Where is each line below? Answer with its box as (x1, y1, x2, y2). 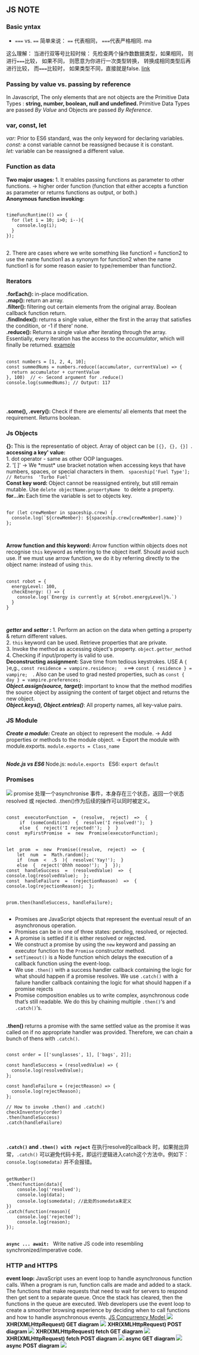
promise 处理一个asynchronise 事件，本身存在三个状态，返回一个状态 (13, 790, 185, 797)
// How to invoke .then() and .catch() (6, 1104, 105, 1110)
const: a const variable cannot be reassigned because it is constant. (6, 141, 174, 148)
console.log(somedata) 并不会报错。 (6, 1158, 95, 1165)
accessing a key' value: (6, 449, 66, 456)
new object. (6, 695, 35, 702)
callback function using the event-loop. (14, 959, 111, 967)
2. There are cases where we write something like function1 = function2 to (6, 249, 188, 256)
